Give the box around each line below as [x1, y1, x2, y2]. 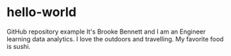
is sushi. [6, 42, 31, 50]
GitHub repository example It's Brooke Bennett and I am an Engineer [6, 27, 206, 36]
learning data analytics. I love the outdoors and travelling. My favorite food [6, 34, 224, 43]
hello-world [6, 4, 77, 20]
